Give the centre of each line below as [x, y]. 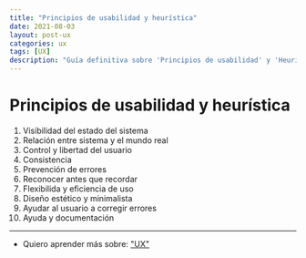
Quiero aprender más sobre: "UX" [86, 243]
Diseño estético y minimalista [77, 198]
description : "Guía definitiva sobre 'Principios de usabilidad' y [140, 60]
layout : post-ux [40, 35]
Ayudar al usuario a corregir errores [90, 208]
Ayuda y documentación [68, 217]
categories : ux [38, 43]
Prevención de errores [65, 169]
